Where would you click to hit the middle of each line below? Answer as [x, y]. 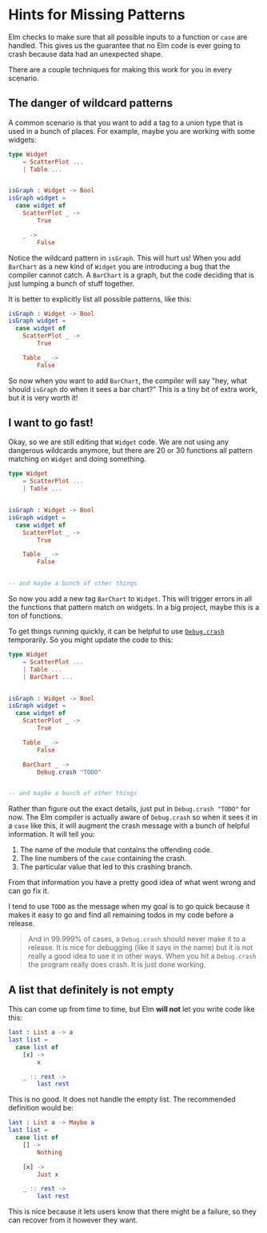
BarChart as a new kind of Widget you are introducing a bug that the [119, 266]
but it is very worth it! [43, 398]
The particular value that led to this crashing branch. [106, 867]
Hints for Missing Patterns [97, 15]
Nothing [50, 1152]
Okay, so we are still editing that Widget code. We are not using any [119, 442]
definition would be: [41, 1108]
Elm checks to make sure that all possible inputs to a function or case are [128, 37]
